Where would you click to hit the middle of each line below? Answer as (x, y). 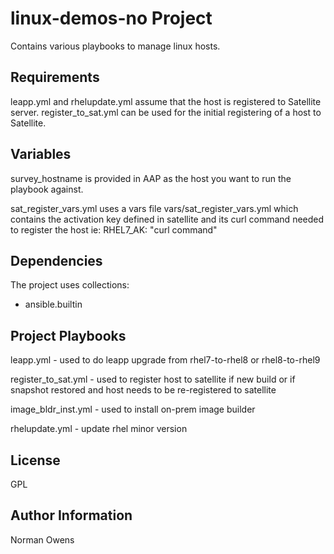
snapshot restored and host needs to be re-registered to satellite (143, 390)
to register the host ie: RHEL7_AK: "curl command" (114, 229)
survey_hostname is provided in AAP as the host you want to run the (151, 178)
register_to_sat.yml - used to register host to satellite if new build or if (153, 379)
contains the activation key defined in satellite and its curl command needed (167, 219)
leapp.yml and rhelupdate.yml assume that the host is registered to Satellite (166, 101)
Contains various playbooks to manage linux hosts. (115, 46)
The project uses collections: (70, 285)
